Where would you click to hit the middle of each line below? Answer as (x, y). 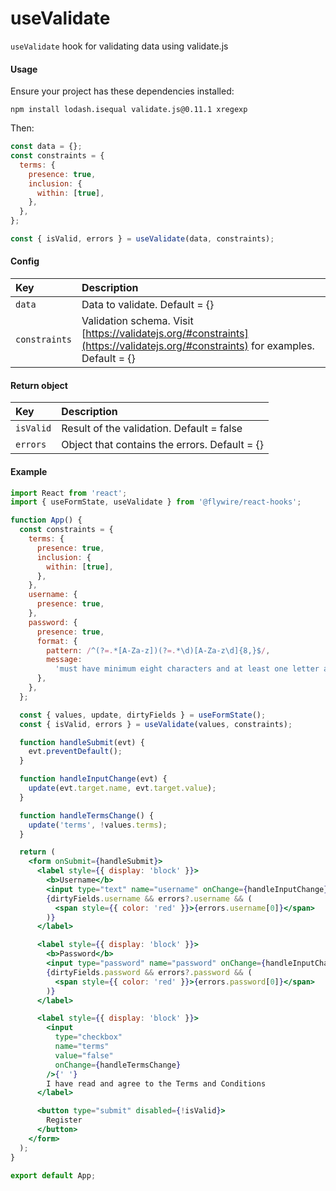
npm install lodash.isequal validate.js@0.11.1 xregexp (129, 110)
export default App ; (53, 1175)
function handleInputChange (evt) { (93, 779)
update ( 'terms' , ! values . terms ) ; (98, 825)
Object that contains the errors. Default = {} (163, 445)
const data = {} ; (46, 147)
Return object (39, 385)
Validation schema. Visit (137, 321)
